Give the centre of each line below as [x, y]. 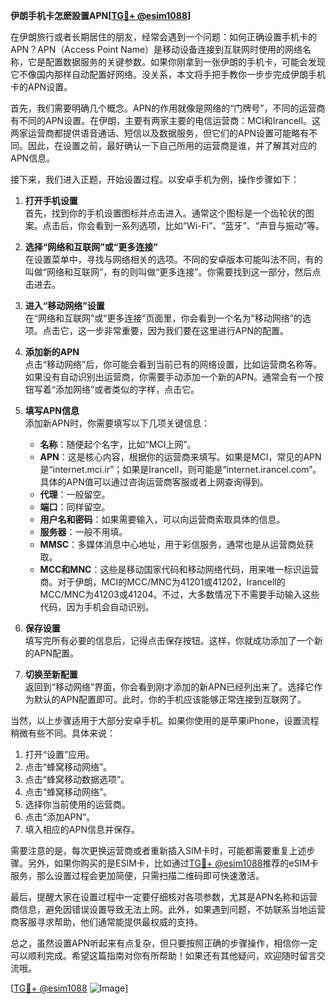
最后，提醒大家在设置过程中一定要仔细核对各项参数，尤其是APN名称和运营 [164, 897]
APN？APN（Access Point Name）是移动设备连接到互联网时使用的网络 [156, 49]
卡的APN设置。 [41, 87]
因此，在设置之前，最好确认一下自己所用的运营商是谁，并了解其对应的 [172, 145]
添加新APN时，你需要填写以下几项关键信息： [117, 423]
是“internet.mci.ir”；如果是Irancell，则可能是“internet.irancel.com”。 [180, 469]
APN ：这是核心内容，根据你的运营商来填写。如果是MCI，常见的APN [180, 457]
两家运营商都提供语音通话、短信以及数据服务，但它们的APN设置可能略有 [160, 133]
